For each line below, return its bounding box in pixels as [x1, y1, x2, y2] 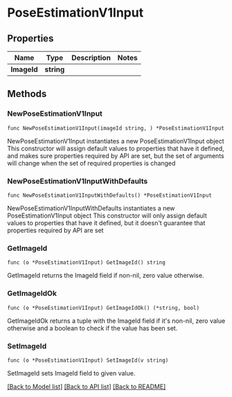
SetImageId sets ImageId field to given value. [7, 369, 136, 377]
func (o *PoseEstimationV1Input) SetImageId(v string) [7, 357, 169, 364]
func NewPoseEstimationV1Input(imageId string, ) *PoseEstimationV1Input [7, 125, 225, 132]
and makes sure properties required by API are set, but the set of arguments [7, 151, 224, 160]
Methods [7, 88, 47, 100]
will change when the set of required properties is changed [7, 159, 176, 167]
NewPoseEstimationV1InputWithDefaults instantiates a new [7, 204, 175, 212]
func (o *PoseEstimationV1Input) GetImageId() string [7, 259, 166, 266]
